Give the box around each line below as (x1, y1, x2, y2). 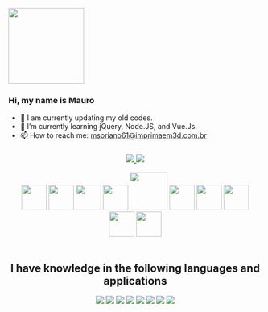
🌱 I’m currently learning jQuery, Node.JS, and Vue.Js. (19, 122, 197, 131)
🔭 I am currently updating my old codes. (19, 113, 153, 123)
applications (103, 274, 167, 288)
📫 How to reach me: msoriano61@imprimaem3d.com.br (19, 131, 207, 140)
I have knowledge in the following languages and (10, 261, 260, 275)
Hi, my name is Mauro (8, 94, 95, 106)
